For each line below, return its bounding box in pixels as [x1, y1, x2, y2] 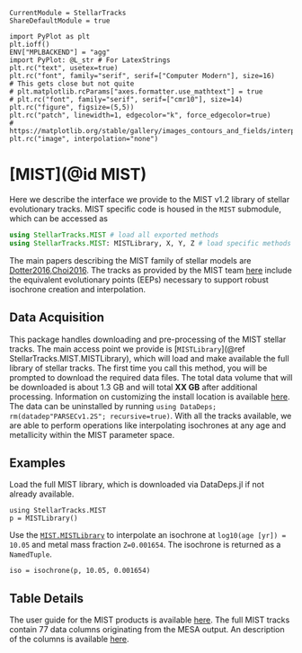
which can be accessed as [9, 212, 108, 224]
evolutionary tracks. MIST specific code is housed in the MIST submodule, [9, 203, 281, 214]
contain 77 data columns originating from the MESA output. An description [9, 624, 285, 635]
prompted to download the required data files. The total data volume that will [9, 371, 293, 382]
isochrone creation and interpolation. [9, 283, 147, 294]
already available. [9, 488, 75, 499]
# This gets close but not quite [9, 79, 135, 88]
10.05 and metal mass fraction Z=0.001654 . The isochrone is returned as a [9, 540, 281, 550]
